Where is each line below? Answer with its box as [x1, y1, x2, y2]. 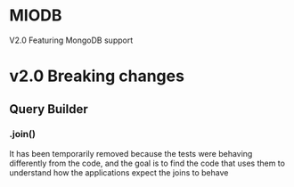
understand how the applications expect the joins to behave [9, 167, 229, 178]
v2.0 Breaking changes [9, 66, 185, 86]
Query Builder [9, 102, 89, 117]
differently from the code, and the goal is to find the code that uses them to [9, 158, 285, 168]
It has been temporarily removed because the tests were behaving [9, 148, 253, 159]
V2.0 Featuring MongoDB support [9, 35, 134, 45]
